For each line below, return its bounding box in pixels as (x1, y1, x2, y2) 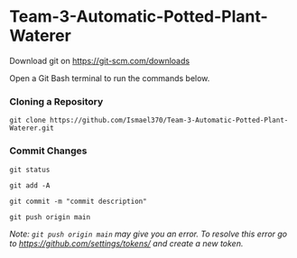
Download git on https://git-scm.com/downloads (9, 55, 190, 66)
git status (9, 165, 51, 174)
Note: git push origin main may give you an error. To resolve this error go (9, 228, 288, 239)
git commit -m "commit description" (9, 197, 147, 206)
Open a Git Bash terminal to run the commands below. (9, 72, 210, 83)
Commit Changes (9, 144, 88, 157)
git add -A (9, 180, 51, 190)
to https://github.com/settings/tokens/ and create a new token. (9, 237, 244, 249)
